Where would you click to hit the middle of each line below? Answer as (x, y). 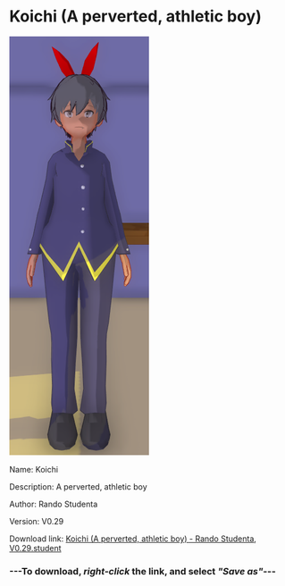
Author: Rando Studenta (54, 504)
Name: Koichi (34, 469)
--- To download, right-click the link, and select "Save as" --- (143, 571)
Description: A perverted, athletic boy (78, 486)
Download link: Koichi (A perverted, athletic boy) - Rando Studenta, (133, 539)
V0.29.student (35, 548)
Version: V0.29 (37, 521)
